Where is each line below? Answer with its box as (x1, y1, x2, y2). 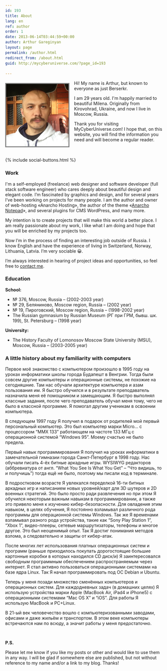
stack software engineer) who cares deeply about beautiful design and (5, 186, 151, 192)
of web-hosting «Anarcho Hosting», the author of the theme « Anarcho (5, 202, 150, 208)
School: (5, 287, 21, 293)
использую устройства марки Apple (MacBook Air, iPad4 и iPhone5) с (5, 590, 153, 596)
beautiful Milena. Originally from (74, 100, 140, 107)
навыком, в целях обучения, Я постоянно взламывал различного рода (5, 507, 156, 513)
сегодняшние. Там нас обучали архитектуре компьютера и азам (5, 382, 144, 388)
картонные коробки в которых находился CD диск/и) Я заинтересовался (5, 553, 161, 559)
